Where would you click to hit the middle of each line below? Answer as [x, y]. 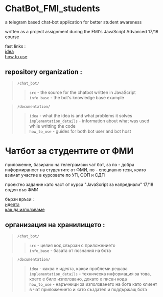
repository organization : [44, 72]
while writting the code [52, 126]
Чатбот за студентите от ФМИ [69, 151]
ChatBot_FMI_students [53, 9]
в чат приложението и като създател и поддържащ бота [88, 289]
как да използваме [25, 209]
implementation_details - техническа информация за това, [90, 274]
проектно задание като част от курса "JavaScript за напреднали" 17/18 [79, 184]
